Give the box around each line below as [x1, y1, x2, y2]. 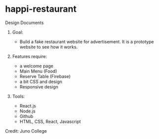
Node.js [19, 108, 36, 114]
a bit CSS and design [19, 79, 63, 84]
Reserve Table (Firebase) [19, 73, 71, 79]
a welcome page [19, 63, 54, 69]
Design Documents [5, 20, 44, 26]
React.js [19, 103, 36, 109]
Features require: [12, 53, 47, 59]
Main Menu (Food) [19, 68, 58, 74]
